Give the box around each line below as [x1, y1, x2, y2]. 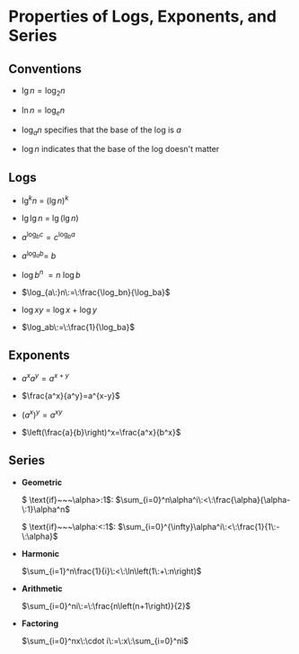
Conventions [8, 61, 83, 76]
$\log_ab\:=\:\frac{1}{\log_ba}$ [21, 321, 136, 332]
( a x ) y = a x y [21, 408, 63, 420]
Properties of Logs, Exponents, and [8, 6, 277, 27]
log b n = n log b [21, 268, 82, 280]
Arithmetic [21, 583, 63, 594]
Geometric [21, 477, 63, 488]
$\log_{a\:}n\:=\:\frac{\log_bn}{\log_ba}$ [21, 286, 171, 298]
